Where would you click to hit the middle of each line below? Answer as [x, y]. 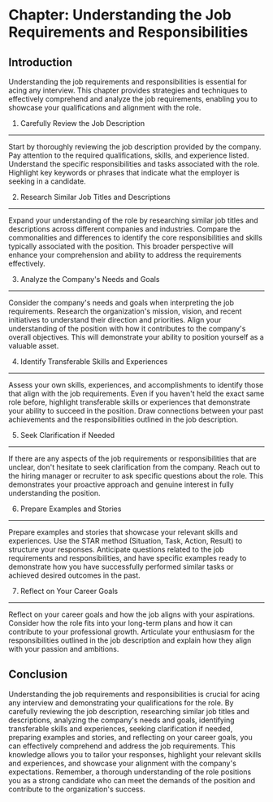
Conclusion [38, 675]
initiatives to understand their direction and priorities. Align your [115, 320]
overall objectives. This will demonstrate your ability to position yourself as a [136, 337]
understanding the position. [54, 493]
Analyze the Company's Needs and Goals [90, 279]
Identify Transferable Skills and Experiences [94, 362]
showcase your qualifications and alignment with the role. [105, 108]
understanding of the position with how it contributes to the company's [127, 328]
